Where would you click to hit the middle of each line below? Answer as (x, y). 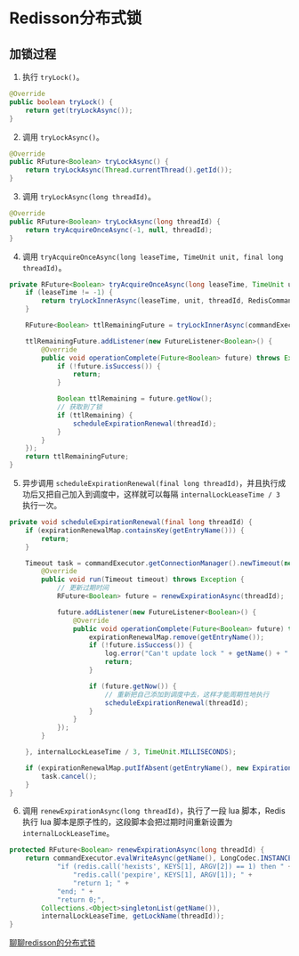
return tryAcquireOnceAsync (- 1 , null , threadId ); (119, 230)
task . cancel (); (69, 776)
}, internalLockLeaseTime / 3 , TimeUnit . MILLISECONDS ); (131, 752)
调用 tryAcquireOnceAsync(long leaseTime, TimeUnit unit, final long (153, 256)
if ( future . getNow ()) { (133, 686)
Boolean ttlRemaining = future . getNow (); (135, 399)
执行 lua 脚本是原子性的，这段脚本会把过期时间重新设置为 (127, 822)
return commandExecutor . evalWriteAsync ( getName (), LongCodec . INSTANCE (159, 859)
